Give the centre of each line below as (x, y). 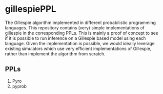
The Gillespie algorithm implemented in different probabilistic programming (81, 23)
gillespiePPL (31, 9)
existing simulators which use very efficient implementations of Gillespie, (78, 48)
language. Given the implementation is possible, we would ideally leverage (80, 43)
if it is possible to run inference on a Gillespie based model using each (76, 38)
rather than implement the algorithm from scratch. (55, 54)
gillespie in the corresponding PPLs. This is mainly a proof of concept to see (82, 33)
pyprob (19, 86)
